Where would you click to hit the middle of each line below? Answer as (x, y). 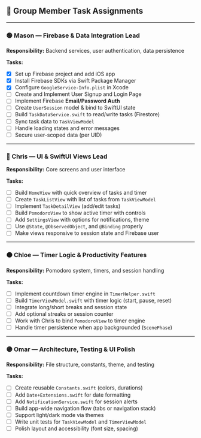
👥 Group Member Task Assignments (75, 11)
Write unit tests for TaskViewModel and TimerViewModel (80, 422)
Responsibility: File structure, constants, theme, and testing (80, 365)
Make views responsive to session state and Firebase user (87, 233)
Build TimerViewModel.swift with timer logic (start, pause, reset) (93, 300)
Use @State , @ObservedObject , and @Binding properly (79, 226)
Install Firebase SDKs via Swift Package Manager (75, 81)
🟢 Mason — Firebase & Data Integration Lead (73, 35)
